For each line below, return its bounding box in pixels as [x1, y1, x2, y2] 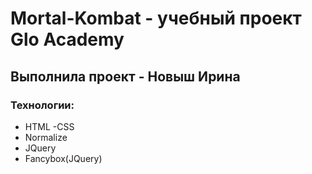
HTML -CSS [24, 120, 75, 132]
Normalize [24, 131, 68, 143]
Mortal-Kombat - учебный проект [10, 7, 302, 30]
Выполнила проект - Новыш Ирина [10, 68, 241, 85]
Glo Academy [10, 28, 125, 51]
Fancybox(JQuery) [24, 152, 103, 164]
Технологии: [10, 98, 75, 112]
